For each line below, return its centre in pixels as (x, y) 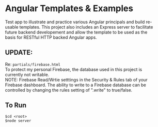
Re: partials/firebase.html (33, 64)
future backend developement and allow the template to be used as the (76, 32)
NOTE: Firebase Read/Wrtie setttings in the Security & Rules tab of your (76, 79)
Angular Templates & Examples (69, 8)
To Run (16, 105)
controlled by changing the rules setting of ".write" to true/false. (69, 90)
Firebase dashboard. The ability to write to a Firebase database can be (76, 85)
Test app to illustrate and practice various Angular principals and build (75, 22)
